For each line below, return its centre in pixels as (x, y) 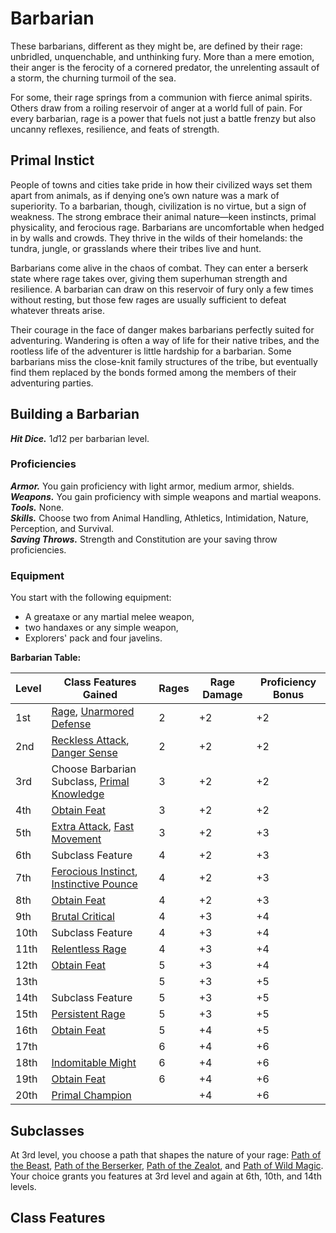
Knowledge (78, 794)
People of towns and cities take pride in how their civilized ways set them (161, 184)
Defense (71, 724)
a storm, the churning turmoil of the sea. (93, 78)
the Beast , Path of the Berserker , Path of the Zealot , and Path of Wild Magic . (167, 1165)
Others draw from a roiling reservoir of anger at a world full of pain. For (156, 108)
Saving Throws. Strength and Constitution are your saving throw (144, 539)
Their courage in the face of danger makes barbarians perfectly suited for (162, 329)
